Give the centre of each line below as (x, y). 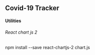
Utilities (13, 21)
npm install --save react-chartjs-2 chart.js (47, 48)
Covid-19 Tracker (32, 8)
